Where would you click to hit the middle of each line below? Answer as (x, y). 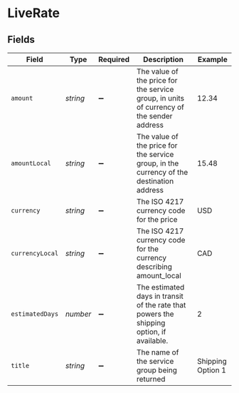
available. (152, 341)
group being (157, 370)
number (78, 314)
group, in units (160, 98)
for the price (157, 219)
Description (163, 60)
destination (155, 181)
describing (154, 267)
